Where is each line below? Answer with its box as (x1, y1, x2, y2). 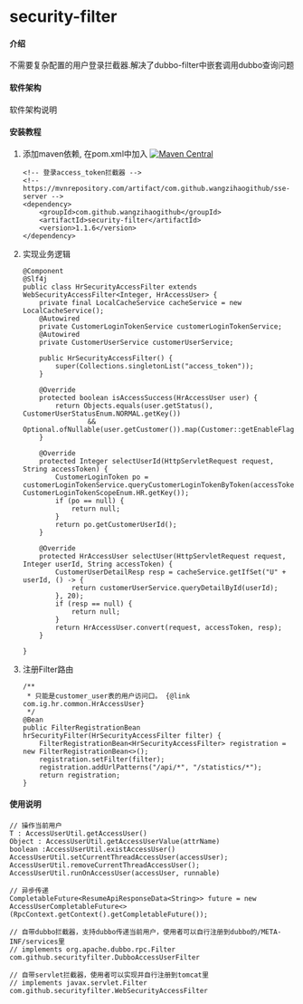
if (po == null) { (55, 496, 125, 505)
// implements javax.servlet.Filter (9, 979, 147, 988)
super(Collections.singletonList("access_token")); (55, 361, 254, 370)
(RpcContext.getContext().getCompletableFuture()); (9, 910, 208, 919)
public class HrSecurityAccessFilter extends (22, 282, 197, 292)
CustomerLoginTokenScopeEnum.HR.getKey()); (22, 488, 190, 497)
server (22, 192, 48, 201)
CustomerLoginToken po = (55, 473, 149, 482)
